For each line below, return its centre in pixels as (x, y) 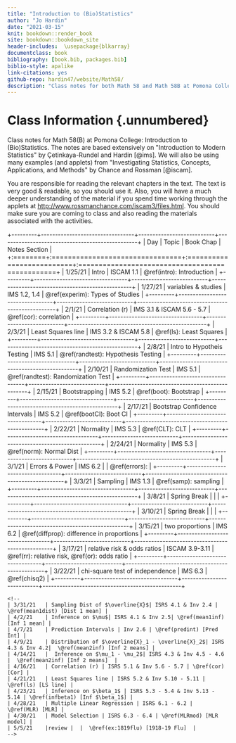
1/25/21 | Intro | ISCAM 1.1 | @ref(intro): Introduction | (142, 272)
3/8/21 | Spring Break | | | (183, 496)
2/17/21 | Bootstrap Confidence (172, 407)
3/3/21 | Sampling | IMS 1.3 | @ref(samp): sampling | (149, 481)
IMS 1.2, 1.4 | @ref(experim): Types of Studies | (76, 294)
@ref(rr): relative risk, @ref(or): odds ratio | (70, 556)
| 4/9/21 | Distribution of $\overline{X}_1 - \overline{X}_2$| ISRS (116, 642)
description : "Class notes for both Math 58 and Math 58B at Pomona (110, 86)
